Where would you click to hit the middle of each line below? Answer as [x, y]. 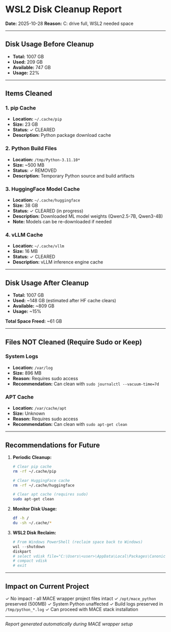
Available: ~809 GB [33, 306]
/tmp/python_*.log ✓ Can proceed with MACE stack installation [72, 609]
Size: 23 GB [25, 124]
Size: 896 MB [27, 373]
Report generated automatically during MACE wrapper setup [69, 624]
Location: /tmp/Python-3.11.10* [46, 159]
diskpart [22, 551]
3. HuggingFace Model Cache [42, 189]
